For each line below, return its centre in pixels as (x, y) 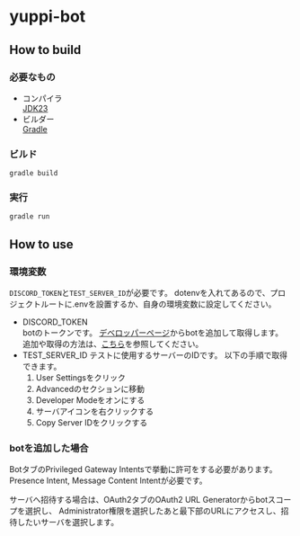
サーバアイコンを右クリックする (95, 412)
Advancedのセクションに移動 (90, 389)
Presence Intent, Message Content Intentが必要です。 (109, 481)
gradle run (30, 217)
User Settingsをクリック (80, 378)
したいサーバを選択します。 (68, 523)
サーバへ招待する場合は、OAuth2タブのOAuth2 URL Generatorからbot (139, 500)
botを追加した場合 (49, 449)
